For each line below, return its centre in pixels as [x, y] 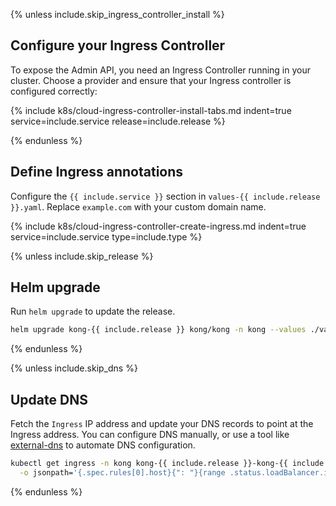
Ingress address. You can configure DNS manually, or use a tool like [150, 435]
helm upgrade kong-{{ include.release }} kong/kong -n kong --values [158, 330]
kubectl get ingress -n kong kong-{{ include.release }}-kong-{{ [149, 464]
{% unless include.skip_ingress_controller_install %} [117, 14]
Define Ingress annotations [97, 172]
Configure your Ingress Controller [118, 45]
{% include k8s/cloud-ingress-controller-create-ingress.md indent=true [158, 226]
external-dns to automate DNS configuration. [103, 445]
